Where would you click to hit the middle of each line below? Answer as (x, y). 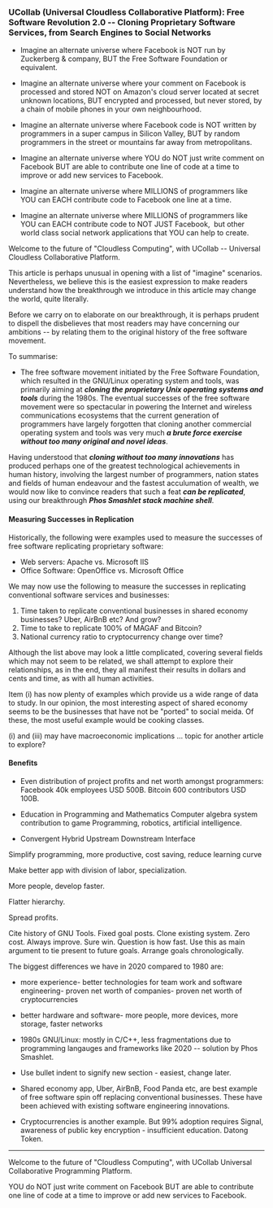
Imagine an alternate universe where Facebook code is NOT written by (139, 125)
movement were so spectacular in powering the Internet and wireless (136, 407)
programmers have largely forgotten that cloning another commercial (136, 424)
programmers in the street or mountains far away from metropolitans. (136, 142)
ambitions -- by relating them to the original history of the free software (128, 332)
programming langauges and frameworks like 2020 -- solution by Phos (139, 1048)
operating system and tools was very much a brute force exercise (131, 433)
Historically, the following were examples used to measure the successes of (136, 537)
